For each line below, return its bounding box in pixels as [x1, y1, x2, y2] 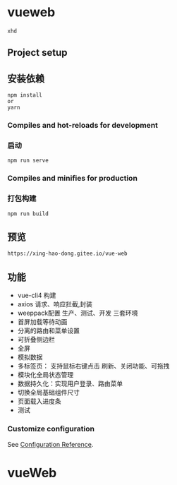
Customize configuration [7, 424, 95, 434]
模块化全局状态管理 [17, 371, 74, 379]
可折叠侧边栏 [17, 335, 55, 344]
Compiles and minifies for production [7, 174, 138, 184]
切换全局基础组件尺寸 [17, 388, 80, 397]
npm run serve [7, 157, 49, 164]
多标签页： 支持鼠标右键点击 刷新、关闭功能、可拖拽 [17, 361, 170, 371]
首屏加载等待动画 [17, 318, 68, 326]
